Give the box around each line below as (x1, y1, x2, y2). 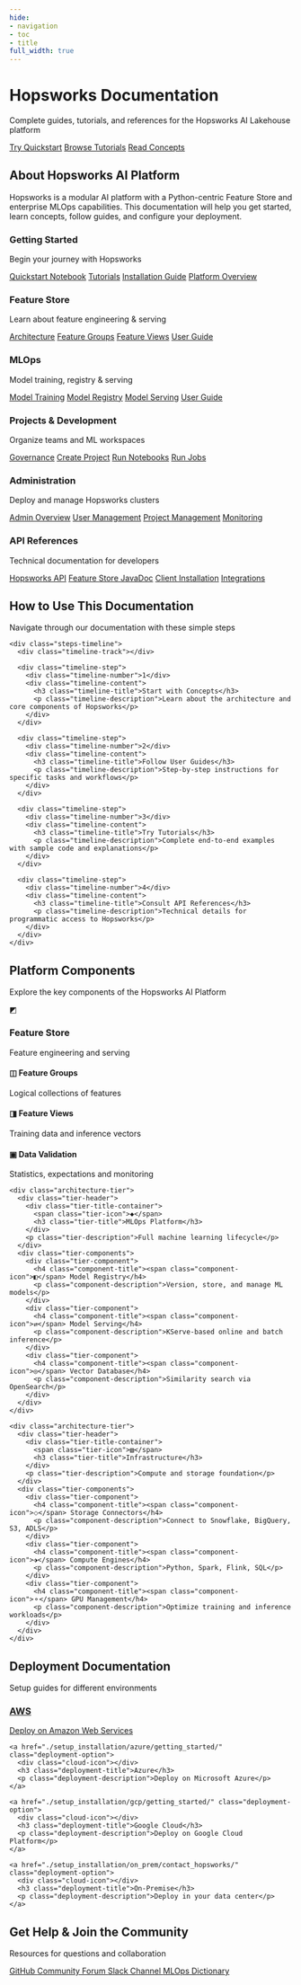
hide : (9, 13, 30, 22)
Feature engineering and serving (9, 1047, 130, 1058)
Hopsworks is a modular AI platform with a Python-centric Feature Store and (9, 191, 293, 202)
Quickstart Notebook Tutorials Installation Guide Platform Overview (9, 271, 258, 282)
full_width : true (9, 47, 75, 56)
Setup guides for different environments (9, 1682, 157, 1693)
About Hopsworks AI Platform (9, 168, 181, 183)
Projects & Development (9, 414, 117, 427)
